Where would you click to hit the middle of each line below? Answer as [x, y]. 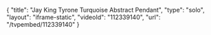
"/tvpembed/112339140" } [43, 24]
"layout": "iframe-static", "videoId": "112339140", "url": [84, 17]
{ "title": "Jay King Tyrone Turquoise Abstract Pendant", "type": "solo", [105, 10]
